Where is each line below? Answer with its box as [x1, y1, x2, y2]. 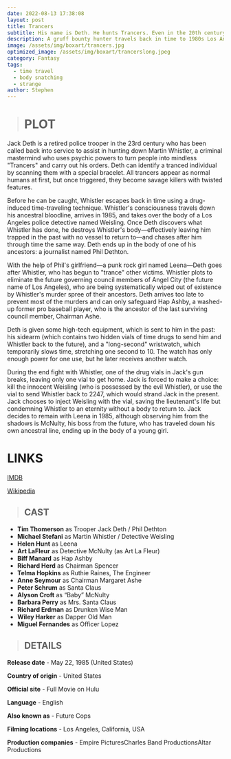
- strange [13, 81, 41, 87]
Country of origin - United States [7, 672, 102, 680]
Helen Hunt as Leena [16, 539, 78, 548]
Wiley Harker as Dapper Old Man [16, 612, 112, 621]
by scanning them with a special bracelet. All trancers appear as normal [7, 169, 210, 177]
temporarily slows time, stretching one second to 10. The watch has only [7, 348, 212, 356]
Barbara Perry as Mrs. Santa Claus [16, 598, 117, 606]
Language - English [7, 698, 63, 706]
